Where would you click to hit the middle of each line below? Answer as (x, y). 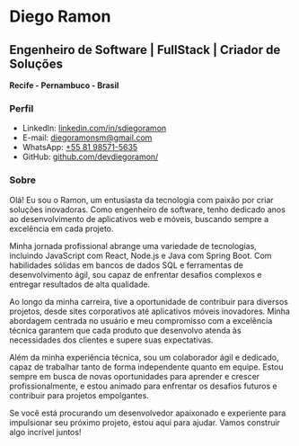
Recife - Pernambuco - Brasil (64, 85)
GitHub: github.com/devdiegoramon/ (90, 157)
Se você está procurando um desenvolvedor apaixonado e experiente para (148, 413)
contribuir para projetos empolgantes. (79, 395)
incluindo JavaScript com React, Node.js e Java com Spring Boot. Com (141, 255)
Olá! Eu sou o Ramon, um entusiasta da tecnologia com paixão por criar (141, 200)
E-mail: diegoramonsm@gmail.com (87, 138)
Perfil (22, 108)
